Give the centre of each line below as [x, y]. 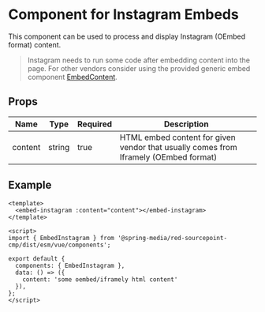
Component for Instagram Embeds [123, 15]
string [59, 147]
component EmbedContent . [73, 77]
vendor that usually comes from [179, 147]
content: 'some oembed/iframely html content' [100, 279]
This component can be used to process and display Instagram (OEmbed [127, 36]
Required [95, 124]
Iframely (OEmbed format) [168, 157]
